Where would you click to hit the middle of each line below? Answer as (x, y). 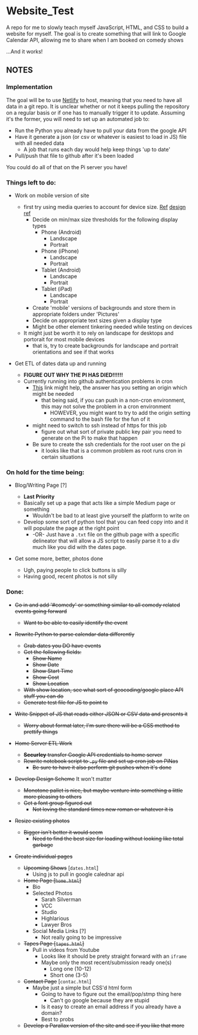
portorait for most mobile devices (64, 339)
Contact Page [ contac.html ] (57, 981)
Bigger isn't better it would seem (63, 832)
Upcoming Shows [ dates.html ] (61, 868)
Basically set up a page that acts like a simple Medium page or (100, 503)
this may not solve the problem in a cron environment (106, 406)
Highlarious (55, 918)
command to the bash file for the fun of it (100, 419)
